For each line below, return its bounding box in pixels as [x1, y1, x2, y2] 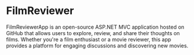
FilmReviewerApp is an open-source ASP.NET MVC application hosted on [6, 23, 185, 30]
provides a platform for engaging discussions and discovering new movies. [6, 42, 189, 49]
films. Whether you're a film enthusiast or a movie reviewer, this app [6, 36, 172, 43]
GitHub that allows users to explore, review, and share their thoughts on [6, 29, 180, 36]
